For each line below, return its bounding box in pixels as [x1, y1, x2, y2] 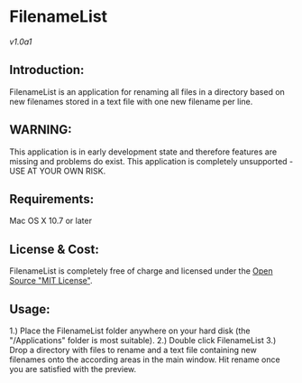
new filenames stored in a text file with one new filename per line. [9, 96, 253, 107]
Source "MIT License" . [9, 276, 93, 286]
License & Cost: [9, 241, 99, 257]
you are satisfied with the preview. [9, 364, 137, 374]
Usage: [9, 301, 51, 317]
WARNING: [9, 122, 72, 137]
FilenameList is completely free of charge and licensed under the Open [9, 266, 273, 276]
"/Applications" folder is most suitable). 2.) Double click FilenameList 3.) [9, 335, 277, 345]
